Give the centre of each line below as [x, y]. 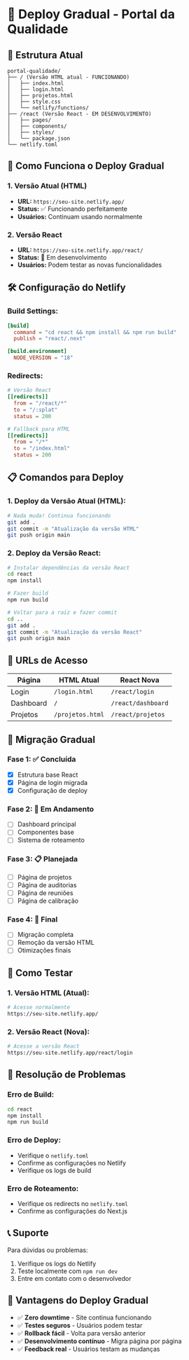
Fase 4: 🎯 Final [33, 919]
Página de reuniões [45, 893]
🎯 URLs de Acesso [48, 660]
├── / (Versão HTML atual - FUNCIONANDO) [69, 77]
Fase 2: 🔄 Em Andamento [51, 809]
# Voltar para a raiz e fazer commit [62, 612]
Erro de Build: [31, 1095]
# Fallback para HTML [39, 429]
